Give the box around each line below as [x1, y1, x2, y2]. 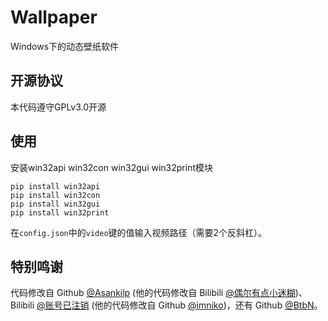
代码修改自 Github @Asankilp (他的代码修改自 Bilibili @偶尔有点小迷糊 [10, 287, 296, 299]
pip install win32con [10, 190, 101, 200]
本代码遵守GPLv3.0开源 [10, 101, 107, 113]
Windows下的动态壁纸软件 [10, 40, 120, 52]
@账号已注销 [36, 299, 90, 311]
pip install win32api [10, 181, 101, 191]
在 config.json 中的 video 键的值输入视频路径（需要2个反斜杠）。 [10, 226, 268, 238]
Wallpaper [10, 6, 98, 29]
